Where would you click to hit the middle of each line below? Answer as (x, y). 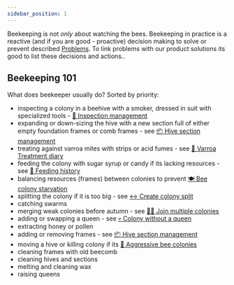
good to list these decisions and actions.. (66, 56)
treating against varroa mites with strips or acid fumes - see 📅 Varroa (117, 148)
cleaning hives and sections (57, 259)
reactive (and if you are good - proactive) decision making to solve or (107, 41)
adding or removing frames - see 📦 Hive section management (107, 235)
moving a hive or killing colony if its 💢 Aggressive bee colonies (107, 244)
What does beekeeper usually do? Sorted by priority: (83, 95)
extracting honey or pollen (55, 227)
